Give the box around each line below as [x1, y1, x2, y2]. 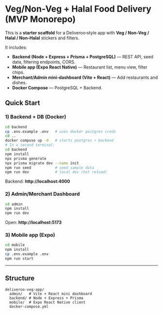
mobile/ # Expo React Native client [9, 300, 86, 305]
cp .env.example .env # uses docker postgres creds [5, 129, 116, 134]
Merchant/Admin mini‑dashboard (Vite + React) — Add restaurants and [12, 74, 158, 80]
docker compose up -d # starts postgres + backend [5, 138, 114, 143]
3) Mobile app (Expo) [5, 232, 55, 239]
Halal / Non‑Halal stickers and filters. [5, 35, 80, 41]
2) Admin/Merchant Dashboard [5, 191, 80, 197]
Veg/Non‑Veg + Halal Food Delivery [5, 3, 152, 15]
